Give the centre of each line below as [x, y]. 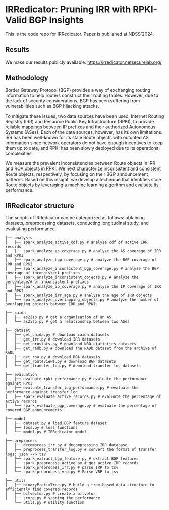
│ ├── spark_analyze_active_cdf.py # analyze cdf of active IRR [76, 242]
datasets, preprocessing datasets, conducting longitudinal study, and [77, 223]
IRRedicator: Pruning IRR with [68, 9]
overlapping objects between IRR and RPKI [50, 304]
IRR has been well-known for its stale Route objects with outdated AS [77, 137]
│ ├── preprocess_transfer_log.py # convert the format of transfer [81, 450]
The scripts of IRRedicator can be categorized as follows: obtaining [75, 218]
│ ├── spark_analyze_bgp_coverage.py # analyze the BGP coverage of [81, 260]
